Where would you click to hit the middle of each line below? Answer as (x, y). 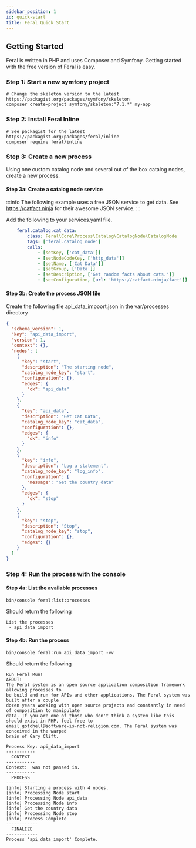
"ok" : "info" (43, 438)
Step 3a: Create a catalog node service (55, 189)
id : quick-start (26, 17)
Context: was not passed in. (43, 767)
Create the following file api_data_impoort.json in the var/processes (87, 306)
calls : (35, 247)
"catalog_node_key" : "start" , (58, 373)
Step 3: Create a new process (49, 157)
